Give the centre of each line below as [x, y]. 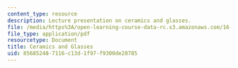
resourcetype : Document [42, 40]
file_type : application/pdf [49, 34]
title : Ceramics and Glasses [50, 47]
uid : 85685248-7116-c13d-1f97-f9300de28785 [73, 54]
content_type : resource [42, 14]
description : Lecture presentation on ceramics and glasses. [100, 21]
